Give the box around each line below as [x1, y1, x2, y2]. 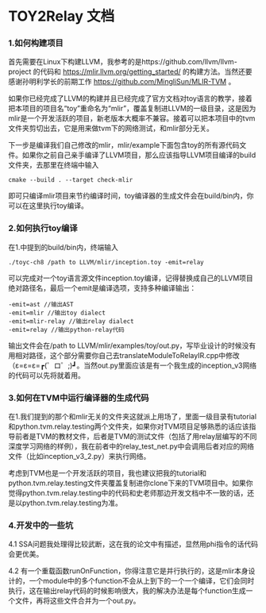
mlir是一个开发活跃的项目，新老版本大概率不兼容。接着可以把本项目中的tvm [8, 114, 256, 123]
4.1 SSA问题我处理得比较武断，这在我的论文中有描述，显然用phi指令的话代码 [8, 539, 258, 549]
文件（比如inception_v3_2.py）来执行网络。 [8, 452, 151, 461]
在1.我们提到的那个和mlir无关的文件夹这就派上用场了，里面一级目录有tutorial [8, 412, 256, 422]
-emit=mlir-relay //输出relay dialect [8, 317, 134, 326]
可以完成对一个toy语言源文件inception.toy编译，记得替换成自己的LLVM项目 [8, 273, 254, 283]
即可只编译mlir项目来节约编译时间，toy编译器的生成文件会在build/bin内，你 [8, 191, 254, 201]
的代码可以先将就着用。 [8, 370, 85, 380]
